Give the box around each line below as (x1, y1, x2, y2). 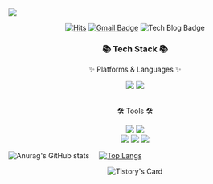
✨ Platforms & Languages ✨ (88, 64, 182, 75)
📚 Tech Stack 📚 (101, 43, 169, 55)
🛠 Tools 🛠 (117, 106, 154, 116)
